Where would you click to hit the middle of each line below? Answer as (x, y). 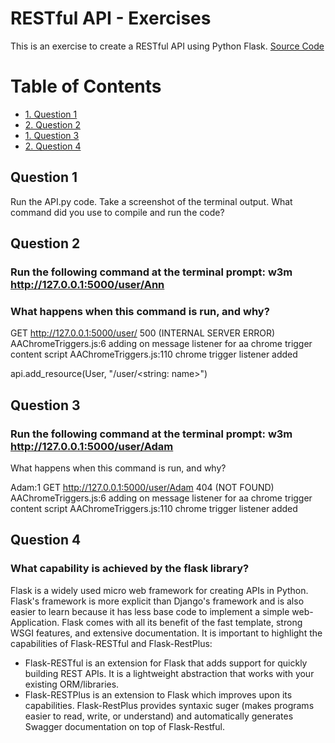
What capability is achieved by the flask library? (130, 569)
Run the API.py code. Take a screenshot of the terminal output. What (151, 201)
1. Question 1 (51, 114)
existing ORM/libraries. (72, 684)
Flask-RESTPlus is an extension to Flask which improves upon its (158, 694)
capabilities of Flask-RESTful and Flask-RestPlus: (111, 643)
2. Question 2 (52, 124)
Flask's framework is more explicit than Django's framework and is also (157, 601)
